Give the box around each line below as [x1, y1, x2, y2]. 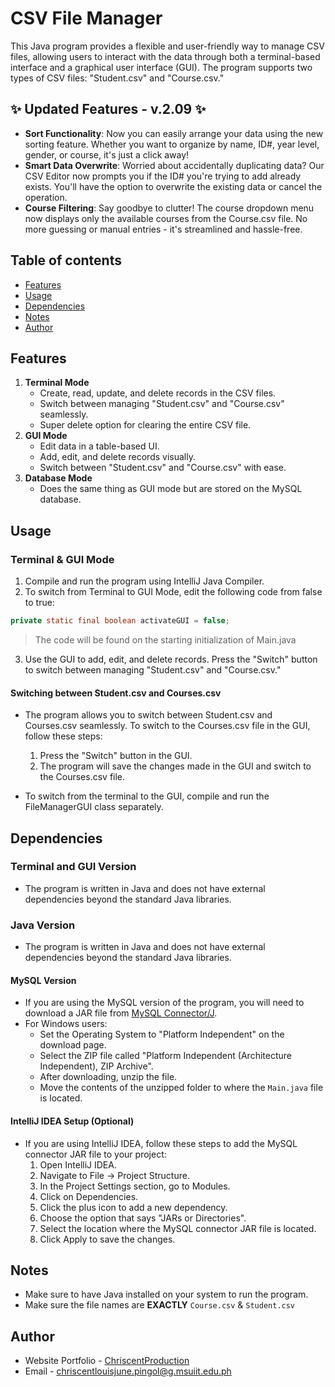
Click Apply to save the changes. [39, 1233, 176, 1245]
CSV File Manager [10, 7, 163, 30]
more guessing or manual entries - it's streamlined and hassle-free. [24, 223, 303, 235]
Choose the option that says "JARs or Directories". [39, 1212, 247, 1224]
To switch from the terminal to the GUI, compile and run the [24, 790, 270, 802]
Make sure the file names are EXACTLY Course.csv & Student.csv [24, 1299, 296, 1311]
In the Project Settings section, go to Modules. [39, 1180, 231, 1192]
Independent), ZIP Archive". [39, 1060, 154, 1072]
